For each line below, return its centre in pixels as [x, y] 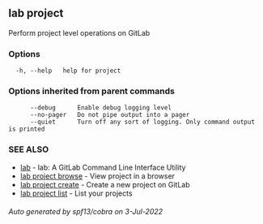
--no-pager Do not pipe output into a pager [110, 115]
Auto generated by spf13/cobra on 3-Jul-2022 [86, 212]
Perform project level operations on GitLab [79, 32]
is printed [27, 129]
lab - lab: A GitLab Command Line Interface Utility [103, 167]
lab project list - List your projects [76, 193]
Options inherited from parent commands [92, 91]
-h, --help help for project [68, 71]
